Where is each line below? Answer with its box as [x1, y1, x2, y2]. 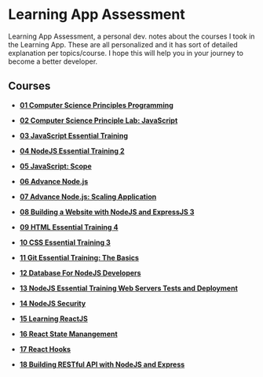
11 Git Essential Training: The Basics [19, 253, 140, 262]
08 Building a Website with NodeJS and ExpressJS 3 [19, 207, 195, 216]
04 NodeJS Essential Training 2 [19, 146, 125, 155]
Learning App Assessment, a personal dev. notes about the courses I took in [8, 31, 255, 41]
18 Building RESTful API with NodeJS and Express [19, 360, 185, 369]
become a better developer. [8, 57, 98, 66]
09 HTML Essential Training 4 [19, 222, 119, 231]
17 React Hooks [19, 344, 71, 353]
